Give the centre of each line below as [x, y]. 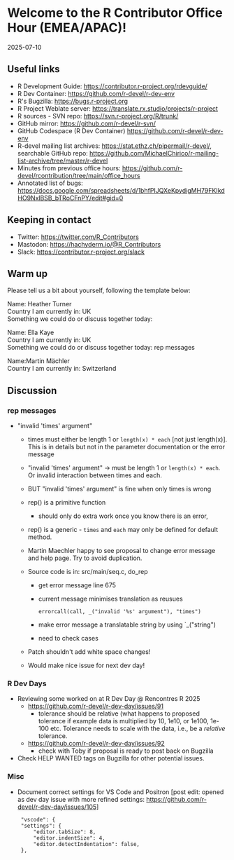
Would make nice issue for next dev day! [86, 666]
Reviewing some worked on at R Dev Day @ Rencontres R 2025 [109, 699]
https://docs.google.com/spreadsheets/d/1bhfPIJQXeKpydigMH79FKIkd [121, 190]
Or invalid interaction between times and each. [95, 475]
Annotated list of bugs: [50, 183]
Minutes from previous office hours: [69, 168]
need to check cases [68, 639]
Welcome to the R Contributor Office [115, 13]
